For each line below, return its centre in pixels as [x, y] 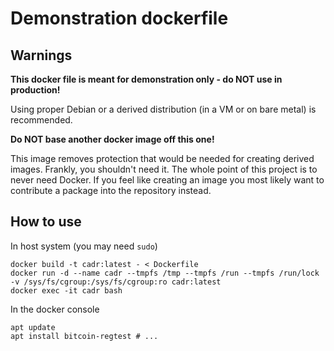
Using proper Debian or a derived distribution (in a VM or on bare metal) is [163, 109]
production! [35, 90]
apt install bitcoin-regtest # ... [84, 336]
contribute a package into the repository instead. [111, 190]
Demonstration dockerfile [119, 18]
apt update [33, 327]
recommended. [41, 120]
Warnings [41, 55]
